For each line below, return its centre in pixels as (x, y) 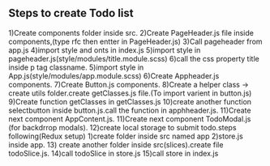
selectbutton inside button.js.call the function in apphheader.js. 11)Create (130, 110)
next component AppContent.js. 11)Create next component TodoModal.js (130, 119)
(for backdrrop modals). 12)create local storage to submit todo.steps (122, 127)
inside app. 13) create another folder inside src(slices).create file (116, 144)
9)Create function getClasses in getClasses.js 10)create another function (130, 101)
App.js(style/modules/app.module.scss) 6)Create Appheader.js (114, 75)
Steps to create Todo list (71, 13)
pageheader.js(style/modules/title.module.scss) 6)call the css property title (134, 58)
